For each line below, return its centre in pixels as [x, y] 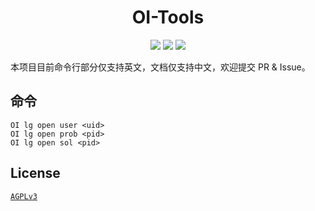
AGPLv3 [24, 196]
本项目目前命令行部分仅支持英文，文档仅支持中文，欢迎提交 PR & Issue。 [160, 67]
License [35, 173]
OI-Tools [168, 17]
